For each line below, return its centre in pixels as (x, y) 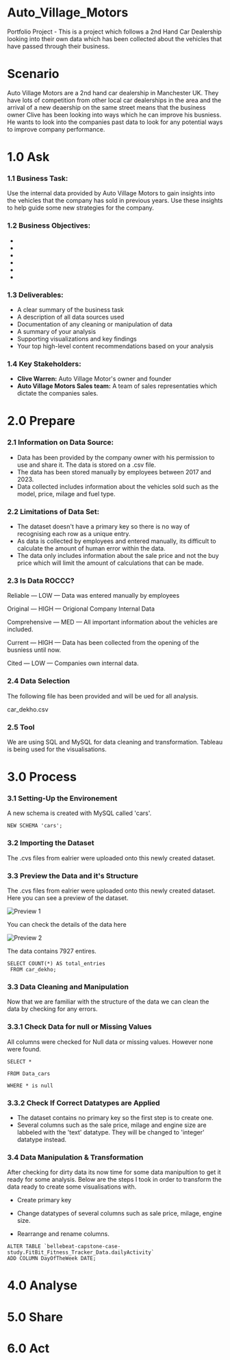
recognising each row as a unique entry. (74, 534)
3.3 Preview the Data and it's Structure (73, 875)
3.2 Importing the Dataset (51, 843)
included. (20, 629)
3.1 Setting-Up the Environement (62, 799)
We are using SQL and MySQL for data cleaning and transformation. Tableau (115, 742)
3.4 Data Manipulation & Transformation (75, 1157)
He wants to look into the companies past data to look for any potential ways (115, 122)
